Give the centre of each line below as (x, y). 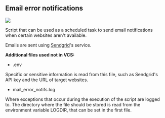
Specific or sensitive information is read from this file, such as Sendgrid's (82, 74)
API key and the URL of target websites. (47, 80)
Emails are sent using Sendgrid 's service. (48, 45)
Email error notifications (44, 8)
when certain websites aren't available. (46, 35)
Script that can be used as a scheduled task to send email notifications (79, 30)
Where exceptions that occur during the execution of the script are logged (83, 99)
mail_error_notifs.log (34, 89)
